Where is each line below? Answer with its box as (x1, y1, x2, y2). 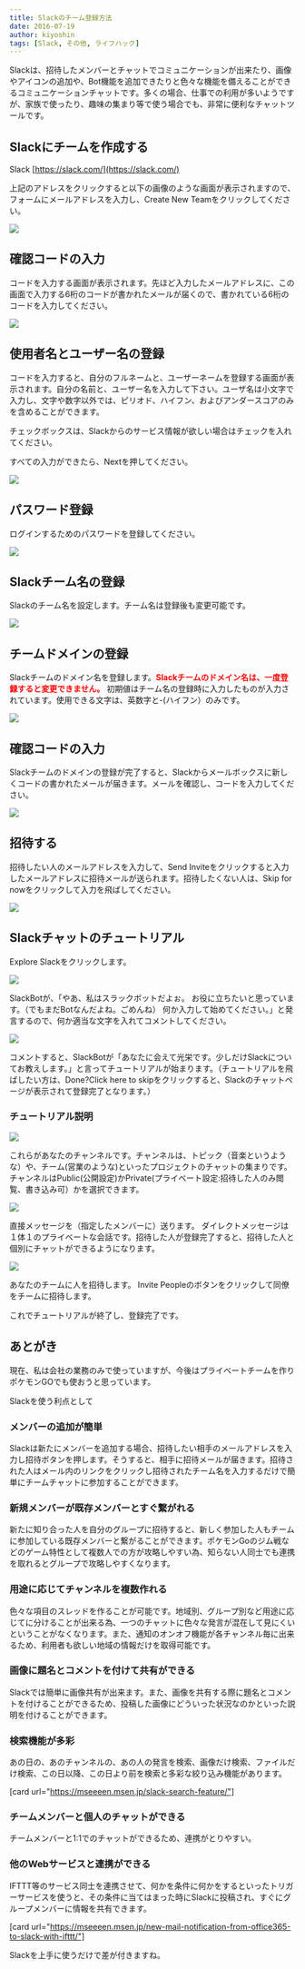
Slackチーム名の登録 (9, 574, 125, 589)
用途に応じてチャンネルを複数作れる (9, 1583, 168, 1596)
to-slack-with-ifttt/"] (9, 1931, 85, 1942)
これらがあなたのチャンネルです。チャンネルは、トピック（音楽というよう (9, 1150, 287, 1161)
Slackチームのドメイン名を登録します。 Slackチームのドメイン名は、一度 (9, 672, 281, 683)
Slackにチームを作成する (9, 139, 149, 154)
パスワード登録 (9, 502, 93, 518)
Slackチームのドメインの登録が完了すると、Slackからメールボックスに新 (9, 767, 280, 777)
